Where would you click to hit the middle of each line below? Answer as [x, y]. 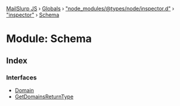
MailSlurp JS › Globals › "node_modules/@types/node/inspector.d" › [90, 9]
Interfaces [21, 78]
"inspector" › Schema [33, 15]
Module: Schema [49, 39]
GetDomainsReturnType [44, 97]
